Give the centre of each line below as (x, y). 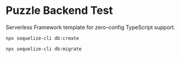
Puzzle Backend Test (59, 11)
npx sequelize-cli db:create (42, 38)
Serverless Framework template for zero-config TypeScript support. (90, 27)
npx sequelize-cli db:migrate (44, 49)
